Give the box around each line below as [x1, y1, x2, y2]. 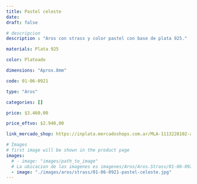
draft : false [6, 19, 38, 25]
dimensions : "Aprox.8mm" [6, 68, 67, 73]
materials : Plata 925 [6, 46, 59, 52]
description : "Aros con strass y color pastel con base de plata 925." [6, 36, 188, 42]
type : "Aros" [6, 89, 38, 95]
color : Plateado [6, 57, 46, 63]
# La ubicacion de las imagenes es [11, 163, 98, 169]
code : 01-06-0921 [6, 78, 49, 84]
